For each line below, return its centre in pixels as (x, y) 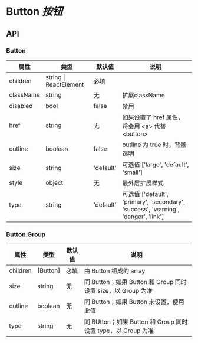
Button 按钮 (34, 12)
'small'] (133, 172)
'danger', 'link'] (143, 217)
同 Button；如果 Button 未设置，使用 (134, 302)
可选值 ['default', (146, 194)
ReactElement (65, 84)
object (55, 182)
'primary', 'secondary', (154, 202)
